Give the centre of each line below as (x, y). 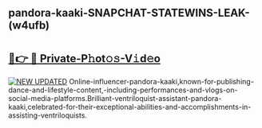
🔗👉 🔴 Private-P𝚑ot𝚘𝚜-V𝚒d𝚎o (85, 58)
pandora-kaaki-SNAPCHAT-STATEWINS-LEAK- (129, 13)
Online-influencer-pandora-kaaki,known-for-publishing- (161, 81)
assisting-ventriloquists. (48, 115)
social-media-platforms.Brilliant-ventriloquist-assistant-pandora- (115, 98)
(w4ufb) (29, 26)
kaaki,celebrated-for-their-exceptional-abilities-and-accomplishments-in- (130, 107)
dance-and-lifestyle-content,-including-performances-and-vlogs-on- (123, 90)
